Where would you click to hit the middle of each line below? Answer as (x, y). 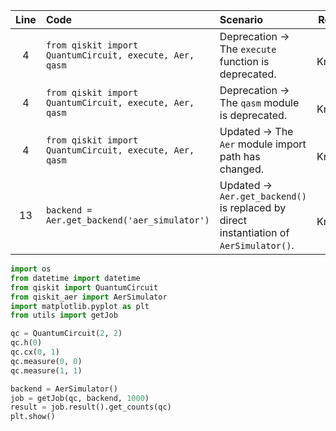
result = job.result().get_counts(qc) (91, 407)
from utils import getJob (64, 315)
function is (244, 61)
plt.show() (33, 417)
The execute (248, 49)
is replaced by (253, 207)
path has (240, 156)
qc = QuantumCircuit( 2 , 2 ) (66, 334)
